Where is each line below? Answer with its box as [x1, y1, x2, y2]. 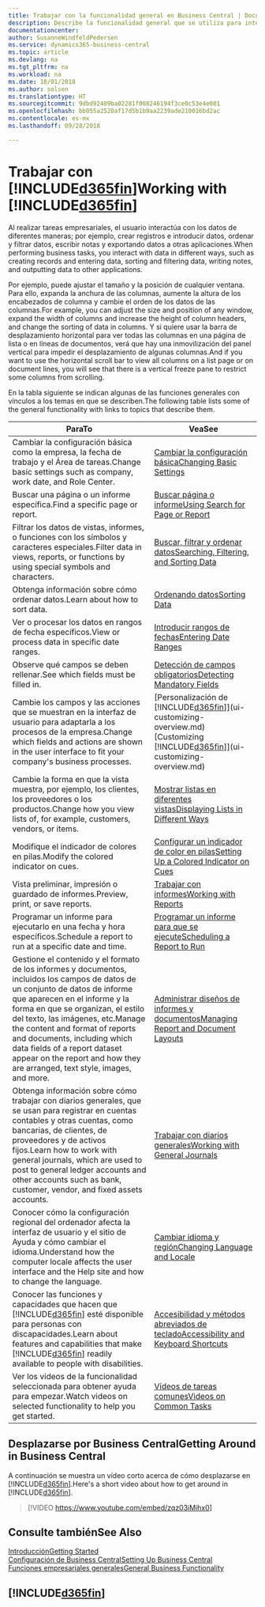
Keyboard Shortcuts [154, 1338, 229, 1349]
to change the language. [12, 1276, 103, 1287]
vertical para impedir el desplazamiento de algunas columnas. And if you [8, 347, 243, 357]
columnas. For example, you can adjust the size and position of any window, [8, 305, 254, 315]
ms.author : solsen [8, 85, 69, 93]
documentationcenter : [8, 26, 80, 34]
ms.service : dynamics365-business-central [8, 41, 150, 49]
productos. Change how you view [12, 803, 135, 815]
